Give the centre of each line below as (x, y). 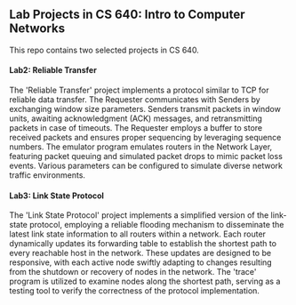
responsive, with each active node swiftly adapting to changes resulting (141, 262)
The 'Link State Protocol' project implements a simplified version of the (139, 215)
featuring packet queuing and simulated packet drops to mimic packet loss (146, 157)
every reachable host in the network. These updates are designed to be (140, 253)
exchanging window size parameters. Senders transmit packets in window (145, 109)
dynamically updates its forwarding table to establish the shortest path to (143, 244)
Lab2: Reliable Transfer (53, 70)
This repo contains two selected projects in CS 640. (104, 50)
